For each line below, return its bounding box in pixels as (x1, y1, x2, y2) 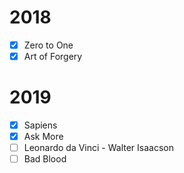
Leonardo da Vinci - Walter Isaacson (23, 142, 175, 154)
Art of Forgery (23, 51, 83, 62)
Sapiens (23, 119, 58, 131)
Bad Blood (23, 153, 67, 165)
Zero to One (23, 39, 74, 51)
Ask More (23, 131, 64, 143)
